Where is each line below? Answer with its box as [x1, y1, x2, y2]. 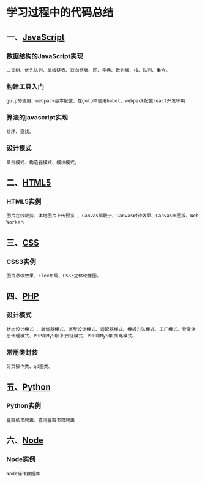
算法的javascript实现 [6, 113, 69, 122]
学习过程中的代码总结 [6, 6, 114, 20]
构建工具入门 [6, 82, 45, 91]
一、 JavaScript [6, 32, 65, 42]
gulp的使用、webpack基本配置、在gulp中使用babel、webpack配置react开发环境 [6, 98, 185, 104]
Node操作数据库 [6, 470, 41, 476]
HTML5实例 [6, 197, 42, 206]
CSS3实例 [6, 257, 36, 266]
